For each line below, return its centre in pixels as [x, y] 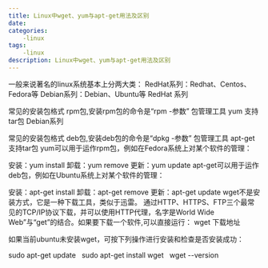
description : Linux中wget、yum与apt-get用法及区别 [90, 61]
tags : [17, 46]
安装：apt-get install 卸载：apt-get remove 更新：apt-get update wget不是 [131, 192]
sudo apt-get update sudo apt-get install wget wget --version [114, 255]
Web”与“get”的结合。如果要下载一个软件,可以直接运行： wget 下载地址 [124, 222]
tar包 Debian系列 [36, 121]
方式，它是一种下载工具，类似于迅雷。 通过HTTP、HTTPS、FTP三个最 [131, 202]
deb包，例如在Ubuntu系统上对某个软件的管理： [86, 175]
